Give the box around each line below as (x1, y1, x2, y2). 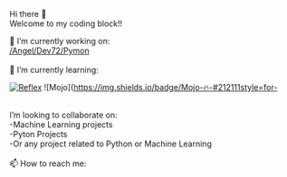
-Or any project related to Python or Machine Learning (9, 138, 213, 149)
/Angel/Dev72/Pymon (9, 45, 90, 56)
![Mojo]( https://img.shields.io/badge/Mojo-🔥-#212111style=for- (43, 82, 278, 92)
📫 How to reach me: (9, 158, 87, 169)
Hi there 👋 (9, 9, 47, 19)
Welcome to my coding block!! (9, 18, 123, 29)
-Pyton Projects (9, 129, 68, 139)
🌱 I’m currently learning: (9, 64, 100, 75)
